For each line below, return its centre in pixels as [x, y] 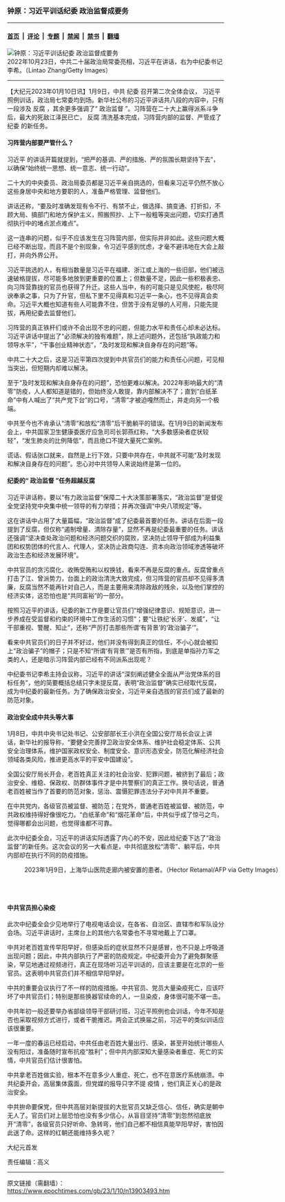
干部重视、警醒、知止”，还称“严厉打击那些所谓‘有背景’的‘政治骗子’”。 [105, 627]
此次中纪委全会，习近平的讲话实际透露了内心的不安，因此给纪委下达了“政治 [114, 838]
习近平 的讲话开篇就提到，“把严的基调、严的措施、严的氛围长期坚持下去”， [113, 159]
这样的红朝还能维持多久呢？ [76, 1133]
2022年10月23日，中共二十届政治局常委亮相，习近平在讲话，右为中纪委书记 [115, 61]
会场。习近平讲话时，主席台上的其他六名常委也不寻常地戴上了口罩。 [104, 933]
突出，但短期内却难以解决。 [52, 368]
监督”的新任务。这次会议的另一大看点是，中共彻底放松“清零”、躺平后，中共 [114, 847]
